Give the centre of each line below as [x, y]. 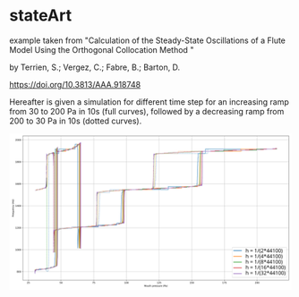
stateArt [41, 16]
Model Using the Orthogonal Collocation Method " [102, 49]
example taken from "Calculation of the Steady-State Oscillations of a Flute [148, 40]
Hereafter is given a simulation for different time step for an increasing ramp [149, 102]
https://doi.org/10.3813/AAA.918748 [75, 84]
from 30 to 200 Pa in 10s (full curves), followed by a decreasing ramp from [147, 111]
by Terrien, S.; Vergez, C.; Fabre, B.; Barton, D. [95, 67]
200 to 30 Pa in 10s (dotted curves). [76, 121]
